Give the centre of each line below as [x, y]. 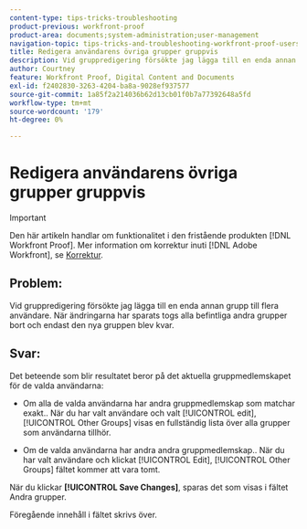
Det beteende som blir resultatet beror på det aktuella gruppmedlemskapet [150, 376]
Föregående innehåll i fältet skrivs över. [84, 514]
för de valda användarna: [57, 386]
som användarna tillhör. [67, 432]
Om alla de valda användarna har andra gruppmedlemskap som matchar [159, 403]
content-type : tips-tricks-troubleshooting [94, 18]
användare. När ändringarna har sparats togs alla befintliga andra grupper [148, 315]
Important [28, 218]
